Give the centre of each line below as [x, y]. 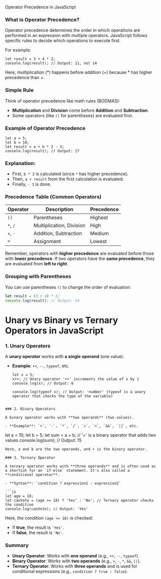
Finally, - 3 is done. [32, 184]
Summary [17, 545]
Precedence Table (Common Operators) [53, 197]
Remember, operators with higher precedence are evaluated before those [80, 254]
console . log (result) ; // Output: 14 [42, 300]
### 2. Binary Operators [30, 409]
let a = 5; [16, 138]
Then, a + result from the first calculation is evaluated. [68, 179]
